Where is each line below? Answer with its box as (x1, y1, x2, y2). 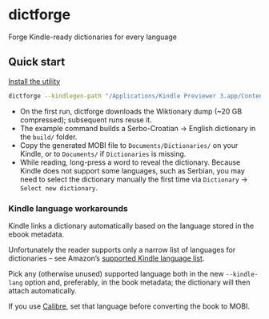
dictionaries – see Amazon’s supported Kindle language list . (8, 253, 205, 263)
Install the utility (8, 76, 61, 86)
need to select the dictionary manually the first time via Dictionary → (19, 174, 248, 184)
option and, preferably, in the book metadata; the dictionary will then (24, 277, 251, 287)
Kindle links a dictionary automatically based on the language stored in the (8, 221, 255, 230)
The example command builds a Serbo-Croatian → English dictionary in (19, 123, 256, 133)
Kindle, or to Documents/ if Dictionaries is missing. (19, 149, 187, 158)
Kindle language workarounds (8, 202, 128, 213)
